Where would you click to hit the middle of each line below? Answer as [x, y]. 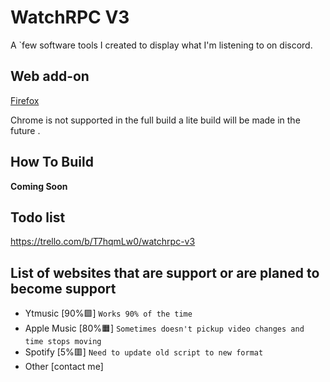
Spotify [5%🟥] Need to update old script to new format [144, 352]
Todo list [38, 217]
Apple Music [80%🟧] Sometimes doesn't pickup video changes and [164, 328]
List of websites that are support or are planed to [165, 272]
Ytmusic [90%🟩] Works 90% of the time [108, 313]
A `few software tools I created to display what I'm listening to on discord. [161, 45]
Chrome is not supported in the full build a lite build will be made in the [155, 120]
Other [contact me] [64, 367]
